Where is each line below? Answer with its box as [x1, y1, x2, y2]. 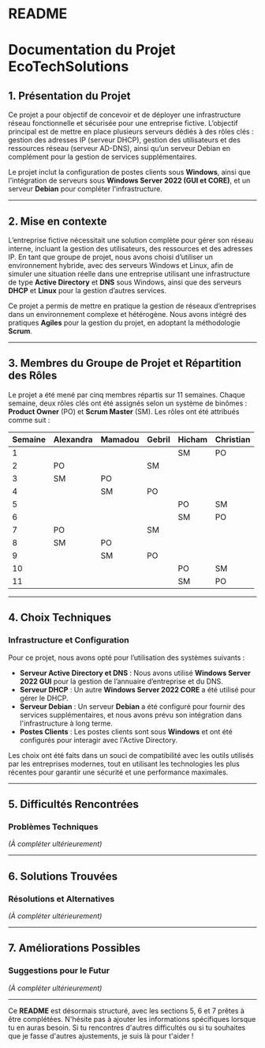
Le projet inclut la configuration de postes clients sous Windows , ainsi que [8, 168, 251, 177]
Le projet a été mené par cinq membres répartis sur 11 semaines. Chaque [8, 390, 246, 399]
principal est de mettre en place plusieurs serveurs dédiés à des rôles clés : [8, 127, 254, 137]
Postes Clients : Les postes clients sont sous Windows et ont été [19, 726, 233, 736]
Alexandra [53, 434, 93, 445]
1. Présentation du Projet [8, 89, 131, 103]
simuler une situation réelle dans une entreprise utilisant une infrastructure [8, 270, 251, 278]
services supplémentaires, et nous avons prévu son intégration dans [19, 710, 242, 719]
